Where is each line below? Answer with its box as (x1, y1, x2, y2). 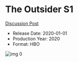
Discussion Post (5, 20, 39, 26)
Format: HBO (12, 41, 40, 47)
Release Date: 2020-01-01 (12, 30, 67, 36)
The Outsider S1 (5, 4, 73, 15)
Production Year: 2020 (12, 36, 60, 42)
